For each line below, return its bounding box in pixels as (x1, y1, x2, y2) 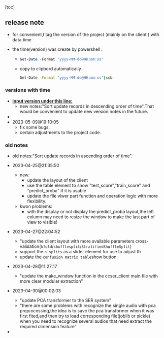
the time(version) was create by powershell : (12, 46, 103, 52)
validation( (19, 243, 41, 249)
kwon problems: (19, 203, 53, 209)
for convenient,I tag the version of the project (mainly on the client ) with (12, 32, 159, 37)
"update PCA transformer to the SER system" (19, 298, 112, 304)
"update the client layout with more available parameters (19, 238, 134, 244)
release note (5, 18, 44, 27)
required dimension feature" (19, 324, 77, 330)
